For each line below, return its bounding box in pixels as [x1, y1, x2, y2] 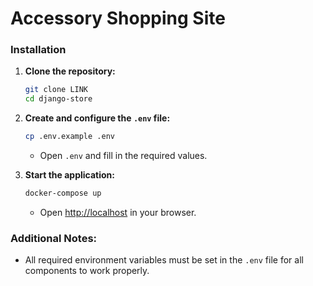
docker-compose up [24, 188, 102, 199]
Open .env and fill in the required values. [39, 150, 208, 162]
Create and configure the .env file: [24, 112, 171, 124]
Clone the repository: [24, 65, 116, 77]
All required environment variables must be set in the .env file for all [24, 254, 304, 266]
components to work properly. [24, 265, 150, 277]
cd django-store [24, 94, 93, 104]
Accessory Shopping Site [10, 7, 226, 30]
